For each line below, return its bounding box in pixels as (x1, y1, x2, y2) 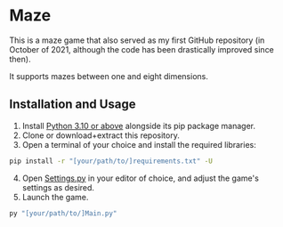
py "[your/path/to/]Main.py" (9, 208, 117, 218)
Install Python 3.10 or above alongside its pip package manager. (21, 120, 256, 131)
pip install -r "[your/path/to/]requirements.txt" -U (9, 157, 214, 166)
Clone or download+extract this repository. (21, 130, 180, 141)
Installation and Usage (9, 97, 136, 112)
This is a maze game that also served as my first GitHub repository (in (9, 35, 265, 45)
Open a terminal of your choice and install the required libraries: (21, 139, 256, 150)
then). (9, 53, 31, 64)
